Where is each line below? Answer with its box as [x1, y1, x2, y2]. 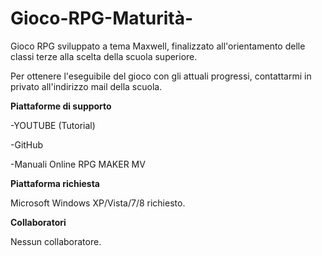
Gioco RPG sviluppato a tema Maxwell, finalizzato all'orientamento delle [10, 40, 306, 52]
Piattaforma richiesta [10, 177, 100, 189]
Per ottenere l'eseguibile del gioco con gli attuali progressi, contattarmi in [10, 70, 312, 82]
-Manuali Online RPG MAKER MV [10, 158, 146, 170]
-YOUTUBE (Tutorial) [10, 119, 96, 131]
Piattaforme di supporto [10, 100, 112, 112]
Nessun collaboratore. [10, 235, 102, 247]
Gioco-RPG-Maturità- [10, 7, 194, 30]
